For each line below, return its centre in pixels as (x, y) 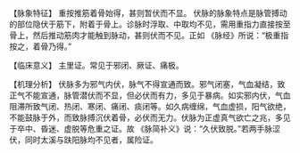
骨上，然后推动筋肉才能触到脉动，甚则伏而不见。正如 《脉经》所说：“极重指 (149, 35)
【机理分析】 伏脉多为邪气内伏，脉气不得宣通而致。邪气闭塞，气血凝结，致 (147, 84)
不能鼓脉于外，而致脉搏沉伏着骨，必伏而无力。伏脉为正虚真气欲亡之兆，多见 (150, 117)
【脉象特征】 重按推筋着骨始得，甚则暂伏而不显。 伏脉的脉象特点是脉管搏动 (148, 13)
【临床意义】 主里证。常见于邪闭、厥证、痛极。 (96, 65)
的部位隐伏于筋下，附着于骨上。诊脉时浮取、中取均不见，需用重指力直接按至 (150, 24)
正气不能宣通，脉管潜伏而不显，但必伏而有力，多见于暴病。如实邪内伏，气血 (150, 95)
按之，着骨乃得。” (41, 46)
